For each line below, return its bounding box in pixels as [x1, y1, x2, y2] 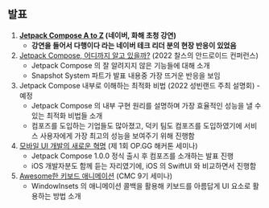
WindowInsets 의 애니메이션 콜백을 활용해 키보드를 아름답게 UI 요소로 [31, 181, 251, 190]
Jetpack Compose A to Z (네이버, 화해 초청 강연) [19, 31, 176, 40]
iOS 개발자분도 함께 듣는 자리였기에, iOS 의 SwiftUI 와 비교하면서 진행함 [31, 161, 257, 170]
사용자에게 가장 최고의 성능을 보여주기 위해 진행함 [39, 131, 195, 141]
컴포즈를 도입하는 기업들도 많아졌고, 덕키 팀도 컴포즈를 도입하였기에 [31, 120, 242, 130]
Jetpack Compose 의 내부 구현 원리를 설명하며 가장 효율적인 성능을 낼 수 [31, 100, 262, 110]
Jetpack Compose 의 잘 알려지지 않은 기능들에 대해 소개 [31, 60, 210, 70]
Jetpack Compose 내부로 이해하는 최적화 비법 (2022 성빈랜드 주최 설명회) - [19, 80, 261, 90]
